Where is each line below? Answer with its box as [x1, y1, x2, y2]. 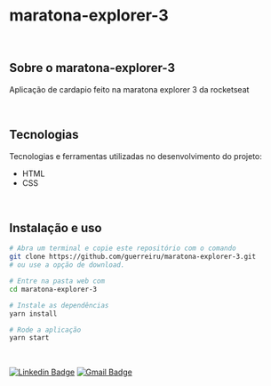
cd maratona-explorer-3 [9, 285, 98, 294]
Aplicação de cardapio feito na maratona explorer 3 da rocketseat [9, 84, 250, 94]
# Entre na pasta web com [9, 277, 105, 285]
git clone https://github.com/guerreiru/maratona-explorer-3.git [9, 253, 256, 261]
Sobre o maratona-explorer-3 [9, 60, 176, 76]
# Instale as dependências [9, 301, 109, 310]
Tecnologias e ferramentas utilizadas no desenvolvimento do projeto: [9, 150, 262, 161]
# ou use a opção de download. [9, 261, 125, 269]
